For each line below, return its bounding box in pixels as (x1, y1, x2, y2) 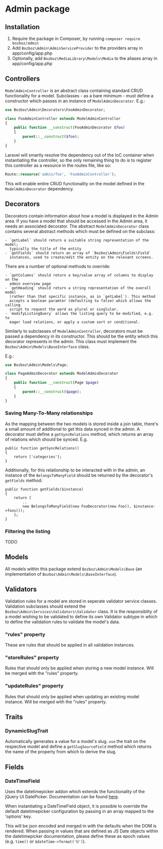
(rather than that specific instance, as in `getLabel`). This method (9, 294, 156, 299)
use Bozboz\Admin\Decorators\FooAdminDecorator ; (5, 107, 106, 112)
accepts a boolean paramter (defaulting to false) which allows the (9, 298, 151, 303)
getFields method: (5, 477, 43, 483)
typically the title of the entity (9, 246, 82, 251)
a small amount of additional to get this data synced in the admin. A (5, 426, 140, 432)
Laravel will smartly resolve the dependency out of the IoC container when (5, 152, 154, 158)
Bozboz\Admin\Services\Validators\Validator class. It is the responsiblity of (5, 608, 158, 614)
